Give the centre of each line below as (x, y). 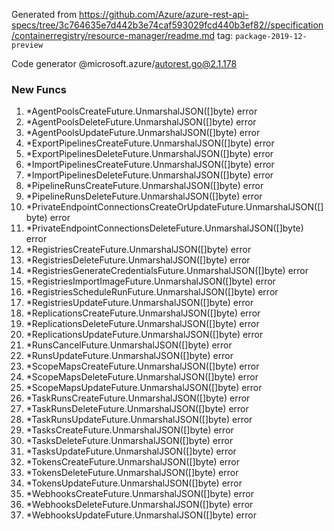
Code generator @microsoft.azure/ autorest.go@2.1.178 (124, 63)
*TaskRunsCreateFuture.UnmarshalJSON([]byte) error (138, 398)
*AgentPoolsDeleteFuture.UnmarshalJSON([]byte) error (141, 122)
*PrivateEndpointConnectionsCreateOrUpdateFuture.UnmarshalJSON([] (174, 207)
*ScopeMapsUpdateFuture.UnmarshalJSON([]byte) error (144, 388)
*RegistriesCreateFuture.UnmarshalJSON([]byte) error (138, 250)
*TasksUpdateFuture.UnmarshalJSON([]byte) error (131, 451)
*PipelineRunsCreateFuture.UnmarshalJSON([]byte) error (144, 186)
